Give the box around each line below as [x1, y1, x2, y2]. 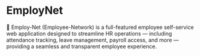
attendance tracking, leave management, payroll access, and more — [6, 36, 179, 43]
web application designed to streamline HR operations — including [6, 30, 172, 37]
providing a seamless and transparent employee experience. [6, 43, 157, 50]
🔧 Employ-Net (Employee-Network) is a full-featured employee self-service [6, 23, 195, 31]
